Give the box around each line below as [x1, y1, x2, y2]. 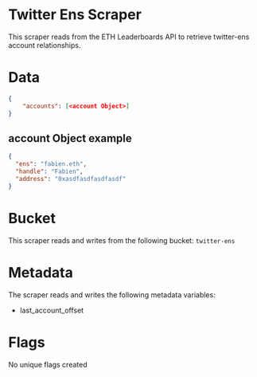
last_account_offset [19, 305, 84, 315]
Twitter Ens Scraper [8, 6, 142, 24]
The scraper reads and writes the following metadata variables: [8, 289, 216, 300]
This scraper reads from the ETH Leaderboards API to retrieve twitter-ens [8, 32, 250, 41]
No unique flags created [8, 359, 88, 369]
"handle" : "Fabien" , [15, 167, 84, 176]
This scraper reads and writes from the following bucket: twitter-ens [8, 235, 236, 245]
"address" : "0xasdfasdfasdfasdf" [15, 175, 127, 183]
